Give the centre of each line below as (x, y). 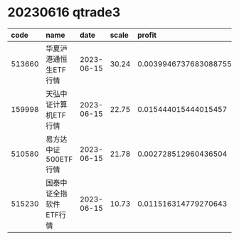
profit (147, 35)
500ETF (59, 159)
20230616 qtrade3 (64, 12)
